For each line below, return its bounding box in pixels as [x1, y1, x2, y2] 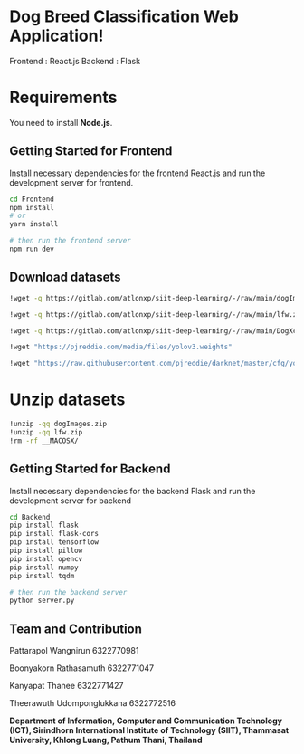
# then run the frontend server [9, 236, 131, 245]
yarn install [9, 220, 59, 229]
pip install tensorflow [9, 538, 100, 547]
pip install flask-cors [9, 530, 100, 539]
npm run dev [9, 244, 54, 254]
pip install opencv [9, 554, 83, 563]
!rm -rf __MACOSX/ [9, 436, 79, 445]
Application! [9, 25, 104, 46]
